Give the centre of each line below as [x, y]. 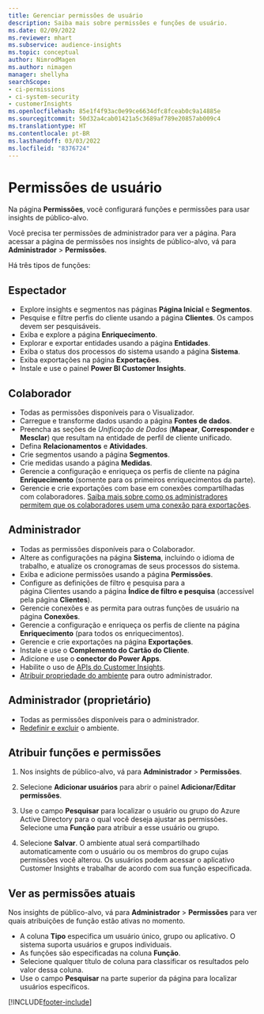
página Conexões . [50, 616]
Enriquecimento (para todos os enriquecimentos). [102, 633]
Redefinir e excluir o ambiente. [69, 728]
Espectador [38, 290]
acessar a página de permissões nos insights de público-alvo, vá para [122, 242]
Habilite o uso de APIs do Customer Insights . [92, 667]
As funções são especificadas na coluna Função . [100, 953]
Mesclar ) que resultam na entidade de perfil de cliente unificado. [126, 438]
